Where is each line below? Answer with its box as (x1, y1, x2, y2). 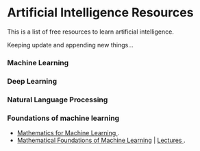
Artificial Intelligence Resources (7, 5, 194, 21)
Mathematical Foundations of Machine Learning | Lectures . (16, 136, 186, 144)
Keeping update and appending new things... (7, 40, 134, 49)
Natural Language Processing (7, 95, 108, 104)
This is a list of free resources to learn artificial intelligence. (7, 27, 175, 36)
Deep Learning (7, 76, 58, 86)
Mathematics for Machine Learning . (16, 129, 120, 137)
